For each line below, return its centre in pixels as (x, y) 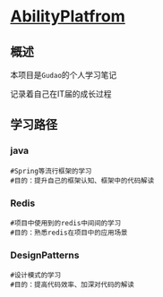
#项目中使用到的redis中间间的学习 (66, 223)
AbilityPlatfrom (68, 17)
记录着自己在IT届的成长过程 (61, 94)
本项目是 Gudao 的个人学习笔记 (64, 75)
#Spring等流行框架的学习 (51, 171)
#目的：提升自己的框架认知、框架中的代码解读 (82, 181)
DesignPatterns (45, 255)
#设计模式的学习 (36, 276)
